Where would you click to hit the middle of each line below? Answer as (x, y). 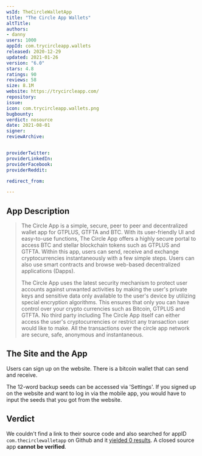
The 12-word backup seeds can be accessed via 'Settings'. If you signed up (101, 387)
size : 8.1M (20, 86)
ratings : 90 (21, 74)
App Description (38, 211)
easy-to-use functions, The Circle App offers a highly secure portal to (109, 239)
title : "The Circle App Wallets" (49, 18)
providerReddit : (27, 170)
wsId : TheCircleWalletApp (39, 12)
